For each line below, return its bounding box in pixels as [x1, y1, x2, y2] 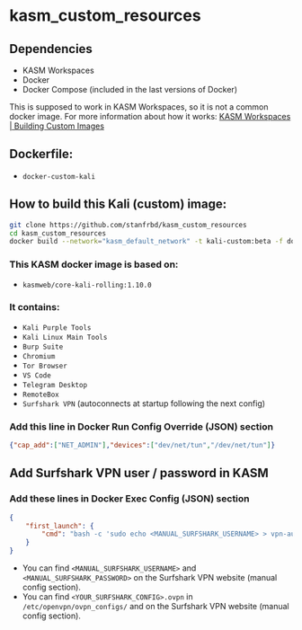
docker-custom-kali [22, 172, 96, 181]
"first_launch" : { [25, 521, 94, 530]
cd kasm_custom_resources [9, 228, 106, 238]
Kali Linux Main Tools [22, 333, 108, 342]
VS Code [22, 370, 51, 380]
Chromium [22, 351, 56, 360]
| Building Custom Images [9, 120, 105, 131]
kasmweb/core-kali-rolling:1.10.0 [22, 280, 152, 289]
